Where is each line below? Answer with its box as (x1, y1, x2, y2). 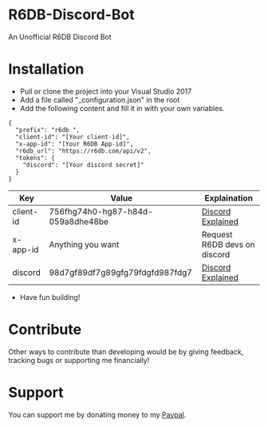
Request (201, 229, 233, 240)
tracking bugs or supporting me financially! (8, 355, 150, 365)
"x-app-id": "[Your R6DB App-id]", (15, 140, 134, 148)
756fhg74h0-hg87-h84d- (49, 206, 153, 217)
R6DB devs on (201, 238, 255, 249)
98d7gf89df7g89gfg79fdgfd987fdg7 (49, 266, 193, 277)
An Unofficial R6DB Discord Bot (8, 32, 112, 42)
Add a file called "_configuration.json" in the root (19, 94, 180, 105)
